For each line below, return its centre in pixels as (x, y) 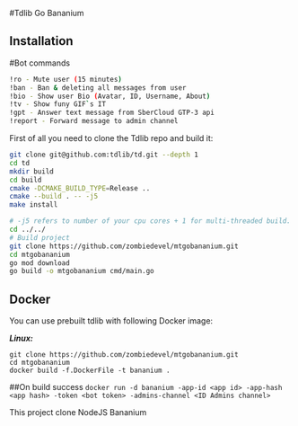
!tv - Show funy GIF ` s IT (57, 104)
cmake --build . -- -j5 (54, 197)
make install (34, 205)
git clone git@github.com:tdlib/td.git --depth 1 (104, 155)
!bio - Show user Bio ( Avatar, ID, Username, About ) (110, 96)
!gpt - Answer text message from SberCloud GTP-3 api (112, 113)
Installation (41, 41)
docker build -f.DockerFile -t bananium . (90, 371)
